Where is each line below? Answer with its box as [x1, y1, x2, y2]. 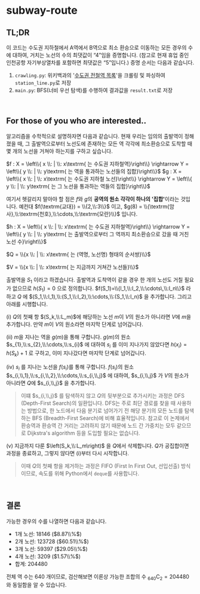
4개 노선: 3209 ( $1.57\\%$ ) [14, 553, 81, 560]
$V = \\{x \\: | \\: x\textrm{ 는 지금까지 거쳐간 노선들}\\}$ [6, 263, 139, 270]
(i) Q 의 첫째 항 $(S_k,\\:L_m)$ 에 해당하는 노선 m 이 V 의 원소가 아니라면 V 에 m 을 [6, 313, 192, 321]
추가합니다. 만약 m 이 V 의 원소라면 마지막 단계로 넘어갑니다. [6, 321, 143, 328]
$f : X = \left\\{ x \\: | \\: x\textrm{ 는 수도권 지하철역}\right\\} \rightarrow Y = [6, 160, 189, 167]
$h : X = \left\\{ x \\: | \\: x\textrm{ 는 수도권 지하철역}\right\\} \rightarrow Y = [6, 223, 190, 230]
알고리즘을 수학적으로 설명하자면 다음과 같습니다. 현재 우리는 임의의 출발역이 [6, 132, 183, 139]
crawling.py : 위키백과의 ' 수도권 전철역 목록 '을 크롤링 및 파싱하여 [14, 72, 165, 78]
